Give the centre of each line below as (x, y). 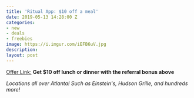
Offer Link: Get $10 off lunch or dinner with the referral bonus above (90, 72)
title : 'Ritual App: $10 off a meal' (52, 11)
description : (22, 50)
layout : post (22, 55)
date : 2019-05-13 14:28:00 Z (42, 17)
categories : (21, 22)
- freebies (19, 39)
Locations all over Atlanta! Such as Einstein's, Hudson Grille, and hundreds (97, 83)
